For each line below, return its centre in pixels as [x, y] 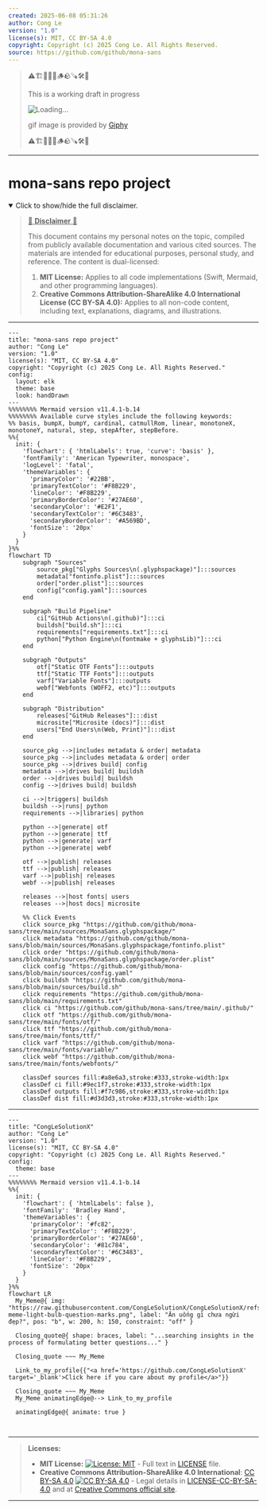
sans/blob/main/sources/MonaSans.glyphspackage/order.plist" [112, 959]
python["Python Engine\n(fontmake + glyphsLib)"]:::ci [130, 639]
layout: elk [35, 381]
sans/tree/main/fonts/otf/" [55, 1022]
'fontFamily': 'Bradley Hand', [74, 1210]
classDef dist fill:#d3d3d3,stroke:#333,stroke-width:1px [120, 1099]
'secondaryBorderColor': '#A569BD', [90, 521]
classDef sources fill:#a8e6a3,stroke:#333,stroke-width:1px [126, 1077]
